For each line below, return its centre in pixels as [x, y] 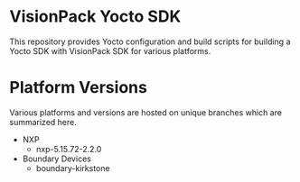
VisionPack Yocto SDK [95, 17]
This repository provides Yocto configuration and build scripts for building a [150, 41]
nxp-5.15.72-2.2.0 [69, 149]
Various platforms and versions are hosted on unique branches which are [146, 112]
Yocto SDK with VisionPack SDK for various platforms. [110, 50]
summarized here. [43, 122]
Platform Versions [78, 88]
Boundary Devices [57, 159]
